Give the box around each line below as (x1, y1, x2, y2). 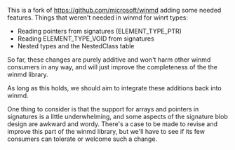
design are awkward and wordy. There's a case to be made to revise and (7, 120, 218, 128)
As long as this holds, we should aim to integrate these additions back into (7, 84, 222, 92)
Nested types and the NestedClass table (17, 42, 135, 50)
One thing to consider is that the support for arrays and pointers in (7, 105, 199, 113)
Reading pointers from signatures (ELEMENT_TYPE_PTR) (17, 27, 182, 35)
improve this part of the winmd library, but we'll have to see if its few (7, 128, 206, 135)
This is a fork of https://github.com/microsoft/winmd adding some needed (7, 6, 222, 14)
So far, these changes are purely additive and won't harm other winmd (7, 55, 211, 64)
